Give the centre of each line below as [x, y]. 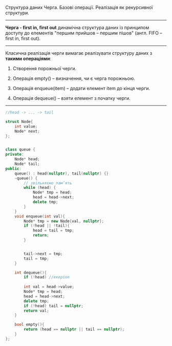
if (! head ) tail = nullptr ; [53, 306]
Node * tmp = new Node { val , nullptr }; [64, 221]
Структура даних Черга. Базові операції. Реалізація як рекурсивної [79, 7]
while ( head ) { [40, 188]
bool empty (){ [29, 325]
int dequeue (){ [31, 273]
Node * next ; [27, 131]
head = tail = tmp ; [53, 231]
